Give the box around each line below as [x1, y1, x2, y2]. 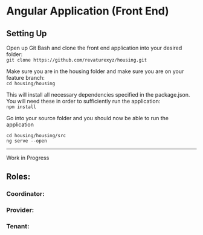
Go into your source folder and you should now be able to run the [6, 115, 169, 121]
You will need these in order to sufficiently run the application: [6, 98, 161, 105]
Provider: [6, 206, 34, 214]
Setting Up [6, 28, 47, 39]
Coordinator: [6, 190, 45, 198]
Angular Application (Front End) [6, 4, 169, 18]
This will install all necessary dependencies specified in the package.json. [6, 91, 190, 98]
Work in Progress [6, 154, 50, 161]
